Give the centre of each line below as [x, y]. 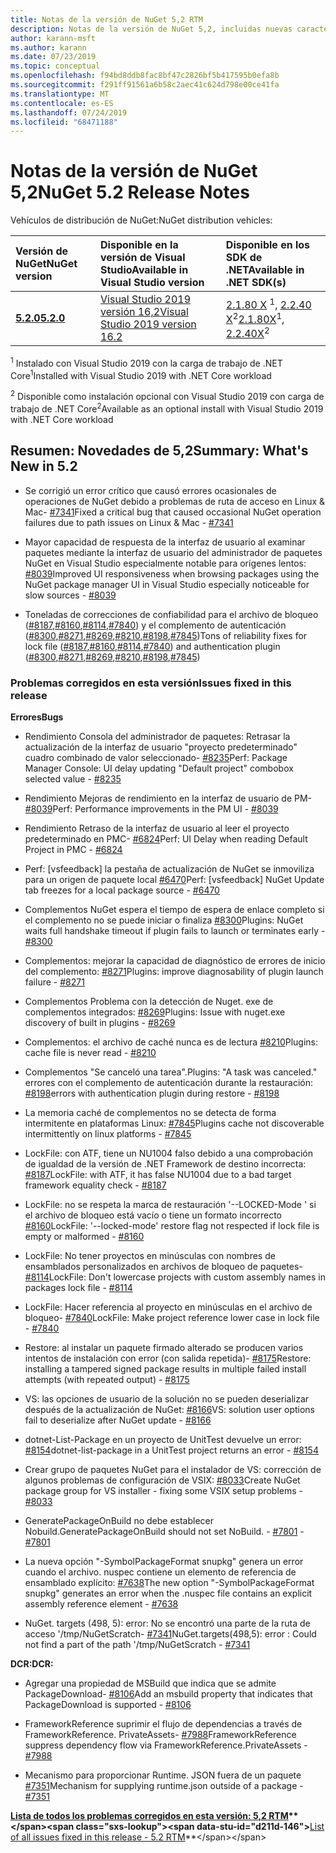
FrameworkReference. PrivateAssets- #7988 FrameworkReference [160, 1734]
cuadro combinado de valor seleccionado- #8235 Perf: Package [156, 757]
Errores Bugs [37, 717]
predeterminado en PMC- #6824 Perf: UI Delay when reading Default [166, 838]
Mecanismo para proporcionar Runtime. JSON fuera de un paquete [163, 1775]
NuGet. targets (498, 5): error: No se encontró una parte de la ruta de [167, 1623]
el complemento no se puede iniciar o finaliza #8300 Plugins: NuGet [164, 920]
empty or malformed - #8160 [84, 1236]
